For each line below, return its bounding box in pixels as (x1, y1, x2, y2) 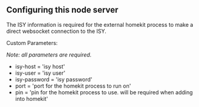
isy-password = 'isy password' (15, 75, 93, 83)
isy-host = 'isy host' (15, 63, 65, 70)
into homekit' (15, 95, 49, 102)
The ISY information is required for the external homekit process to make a (6, 21, 194, 28)
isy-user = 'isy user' (15, 69, 66, 77)
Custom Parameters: (6, 39, 58, 46)
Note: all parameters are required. (6, 51, 92, 58)
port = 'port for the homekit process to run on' (15, 82, 131, 89)
